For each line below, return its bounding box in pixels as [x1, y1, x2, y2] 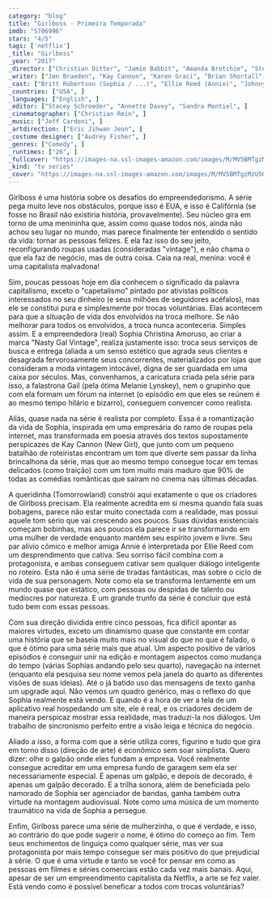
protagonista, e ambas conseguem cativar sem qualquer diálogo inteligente [8, 559, 261, 568]
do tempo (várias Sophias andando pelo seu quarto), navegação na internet [8, 660, 261, 670]
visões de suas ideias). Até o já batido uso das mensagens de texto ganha [8, 678, 256, 687]
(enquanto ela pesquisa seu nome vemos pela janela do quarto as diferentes [8, 669, 263, 678]
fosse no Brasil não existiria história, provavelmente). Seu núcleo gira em [8, 210, 251, 219]
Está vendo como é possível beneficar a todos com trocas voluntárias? [8, 882, 244, 891]
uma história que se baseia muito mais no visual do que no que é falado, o [8, 634, 256, 644]
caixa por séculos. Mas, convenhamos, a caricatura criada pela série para [8, 372, 255, 381]
